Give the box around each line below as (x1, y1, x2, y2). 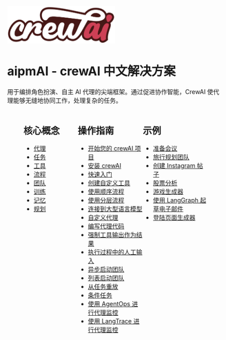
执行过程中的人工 (88, 247, 136, 256)
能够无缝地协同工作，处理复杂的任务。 (12, 96, 122, 105)
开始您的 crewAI (88, 144, 134, 152)
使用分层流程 (88, 196, 125, 204)
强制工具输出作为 (88, 230, 136, 238)
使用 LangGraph (152, 196, 198, 204)
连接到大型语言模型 (88, 205, 143, 213)
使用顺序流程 (88, 187, 125, 196)
